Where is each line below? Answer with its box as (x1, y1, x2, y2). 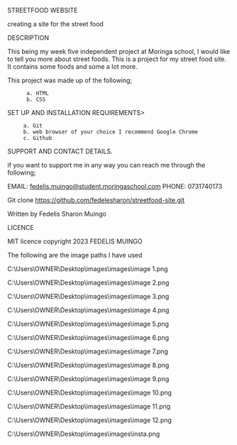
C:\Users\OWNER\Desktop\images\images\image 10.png (7, 388, 172, 397)
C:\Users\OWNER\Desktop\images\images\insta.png (7, 429, 160, 438)
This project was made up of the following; (7, 76, 133, 84)
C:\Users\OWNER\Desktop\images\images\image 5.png (7, 319, 169, 328)
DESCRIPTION (7, 33, 50, 42)
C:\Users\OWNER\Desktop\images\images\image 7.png (7, 347, 169, 356)
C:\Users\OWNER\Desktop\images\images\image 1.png (7, 265, 168, 273)
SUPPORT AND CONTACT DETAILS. (7, 147, 113, 155)
